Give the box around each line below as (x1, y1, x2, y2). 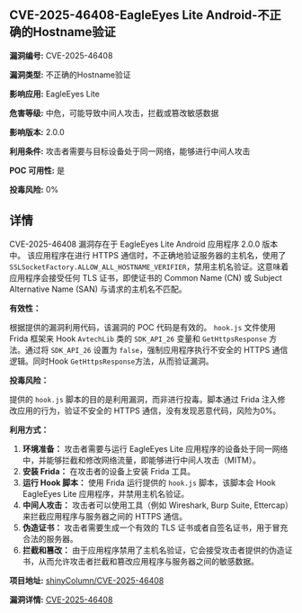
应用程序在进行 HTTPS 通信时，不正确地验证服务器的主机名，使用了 (34, 249, 287, 260)
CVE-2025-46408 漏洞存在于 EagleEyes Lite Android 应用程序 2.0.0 (9, 239, 261, 249)
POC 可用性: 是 (9, 165, 66, 176)
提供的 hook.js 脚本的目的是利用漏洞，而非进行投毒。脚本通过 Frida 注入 (9, 393, 278, 404)
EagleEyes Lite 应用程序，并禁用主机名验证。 (22, 488, 190, 499)
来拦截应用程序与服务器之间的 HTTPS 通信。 (22, 510, 188, 521)
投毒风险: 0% (9, 184, 59, 194)
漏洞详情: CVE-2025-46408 (9, 594, 113, 605)
